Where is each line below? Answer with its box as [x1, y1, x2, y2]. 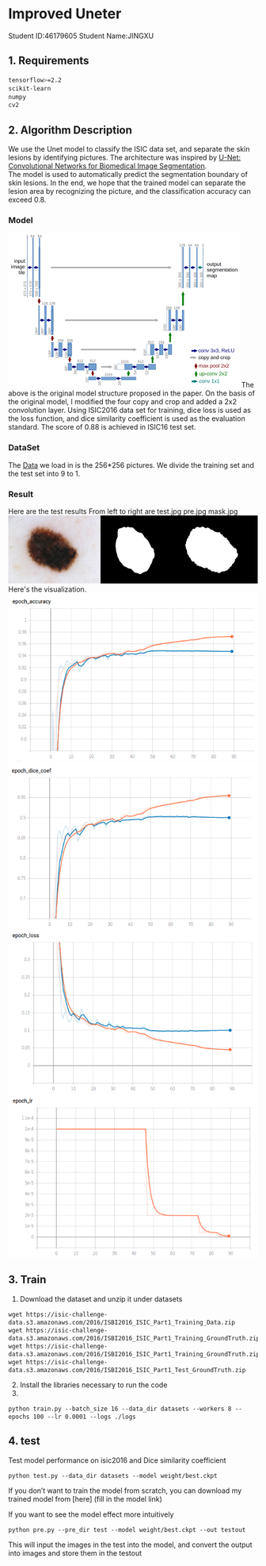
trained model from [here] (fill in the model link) [8, 1494, 162, 1503]
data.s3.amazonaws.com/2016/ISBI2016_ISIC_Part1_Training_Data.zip [8, 1318, 236, 1326]
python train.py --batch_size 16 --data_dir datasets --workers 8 [8, 1405, 232, 1413]
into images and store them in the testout [8, 1548, 142, 1557]
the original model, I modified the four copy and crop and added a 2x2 [8, 397, 237, 407]
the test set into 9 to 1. [8, 469, 81, 478]
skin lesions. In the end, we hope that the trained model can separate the [8, 178, 246, 187]
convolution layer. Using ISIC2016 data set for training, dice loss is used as [8, 406, 252, 415]
